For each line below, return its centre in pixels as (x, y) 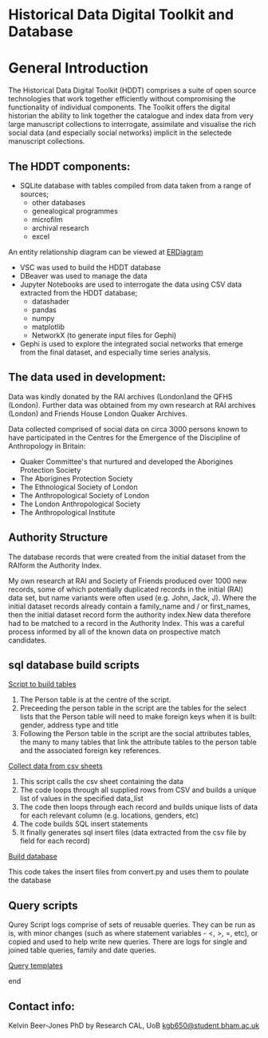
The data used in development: (87, 377)
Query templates (36, 966)
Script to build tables (42, 684)
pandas (44, 310)
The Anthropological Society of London (85, 495)
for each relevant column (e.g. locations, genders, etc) (109, 815)
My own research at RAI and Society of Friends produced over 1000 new (128, 580)
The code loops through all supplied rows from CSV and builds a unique (138, 790)
